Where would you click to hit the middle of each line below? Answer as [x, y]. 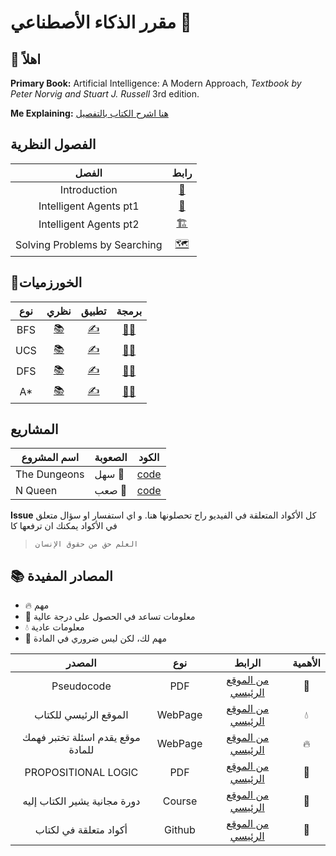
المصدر [81, 663]
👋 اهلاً [26, 59]
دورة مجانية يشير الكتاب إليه [81, 801]
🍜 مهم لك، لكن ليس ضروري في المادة [95, 638]
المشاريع [34, 429]
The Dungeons [50, 474]
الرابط [248, 663]
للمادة [81, 750]
